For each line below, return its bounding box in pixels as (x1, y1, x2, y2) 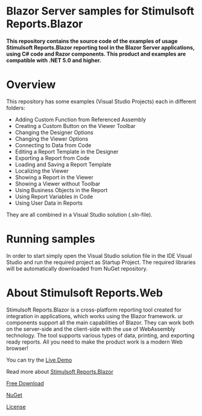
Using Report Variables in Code (14, 193, 93, 200)
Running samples (6, 232, 95, 246)
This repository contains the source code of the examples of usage (6, 37, 178, 45)
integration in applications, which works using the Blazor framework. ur (6, 312, 183, 319)
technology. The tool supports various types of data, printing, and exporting (6, 331, 195, 339)
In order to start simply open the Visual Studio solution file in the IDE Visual (6, 252, 192, 259)
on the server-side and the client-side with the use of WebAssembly (6, 325, 175, 333)
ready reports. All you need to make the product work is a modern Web (6, 338, 183, 345)
